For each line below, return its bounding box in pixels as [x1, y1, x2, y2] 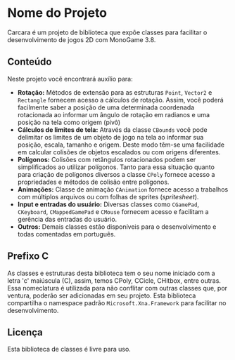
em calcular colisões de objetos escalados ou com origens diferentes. [17, 147, 221, 156]
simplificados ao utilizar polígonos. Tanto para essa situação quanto [17, 163, 215, 171]
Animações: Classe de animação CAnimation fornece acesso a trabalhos [17, 185, 229, 194]
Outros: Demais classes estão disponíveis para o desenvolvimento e [17, 222, 217, 231]
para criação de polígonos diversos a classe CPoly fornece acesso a [17, 170, 215, 178]
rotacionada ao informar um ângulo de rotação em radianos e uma [17, 110, 210, 119]
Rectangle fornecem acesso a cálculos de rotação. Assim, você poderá [17, 95, 224, 104]
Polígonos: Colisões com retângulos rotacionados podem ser [17, 155, 196, 164]
